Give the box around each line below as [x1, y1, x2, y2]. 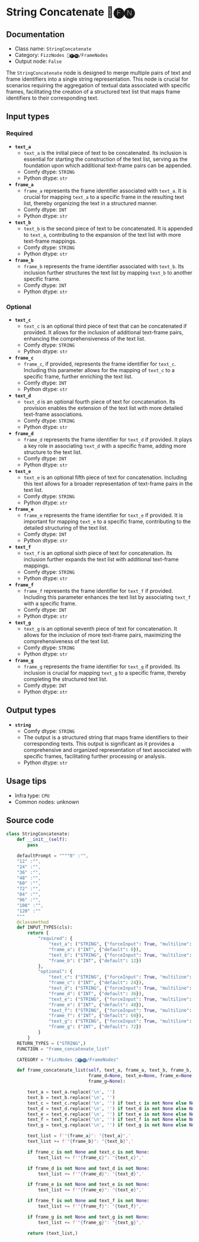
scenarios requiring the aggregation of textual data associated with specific [6, 82, 191, 88]
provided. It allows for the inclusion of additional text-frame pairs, [23, 329, 184, 336]
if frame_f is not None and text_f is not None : [27, 1198, 150, 1204]
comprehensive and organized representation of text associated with [23, 746, 192, 753]
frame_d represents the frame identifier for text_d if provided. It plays [23, 436, 192, 443]
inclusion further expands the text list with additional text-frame [23, 555, 179, 563]
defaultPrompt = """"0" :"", [17, 853, 89, 859]
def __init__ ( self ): [17, 837, 68, 843]
